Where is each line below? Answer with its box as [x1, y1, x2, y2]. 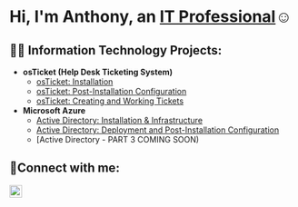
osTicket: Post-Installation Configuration [35, 86, 187, 96]
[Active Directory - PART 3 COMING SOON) [35, 134, 200, 144]
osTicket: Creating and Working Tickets [35, 95, 184, 106]
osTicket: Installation [35, 76, 114, 87]
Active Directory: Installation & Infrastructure [35, 115, 203, 125]
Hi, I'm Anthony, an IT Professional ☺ [9, 6, 293, 27]
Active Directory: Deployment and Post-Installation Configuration [35, 124, 280, 135]
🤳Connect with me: [9, 161, 120, 176]
